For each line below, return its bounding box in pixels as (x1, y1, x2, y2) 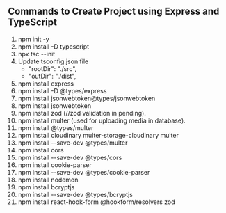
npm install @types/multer (17, 123, 94, 132)
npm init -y (17, 35, 49, 43)
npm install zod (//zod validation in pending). (17, 109, 147, 117)
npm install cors (17, 145, 65, 154)
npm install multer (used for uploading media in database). (17, 116, 186, 125)
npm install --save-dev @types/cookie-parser (17, 168, 150, 176)
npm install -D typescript (17, 42, 90, 51)
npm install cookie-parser (17, 160, 92, 169)
